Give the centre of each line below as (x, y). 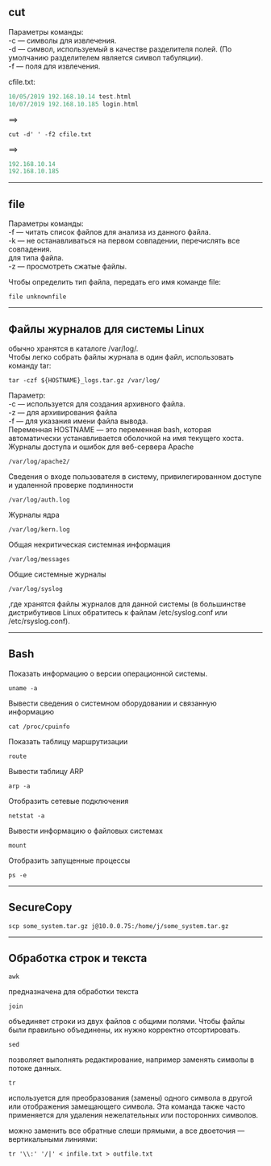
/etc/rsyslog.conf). (40, 621)
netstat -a (27, 816)
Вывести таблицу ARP (46, 771)
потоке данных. (35, 1068)
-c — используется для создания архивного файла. (97, 404)
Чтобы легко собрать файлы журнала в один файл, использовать (121, 356)
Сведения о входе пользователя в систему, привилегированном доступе (135, 476)
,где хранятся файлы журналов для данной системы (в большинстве (127, 604)
